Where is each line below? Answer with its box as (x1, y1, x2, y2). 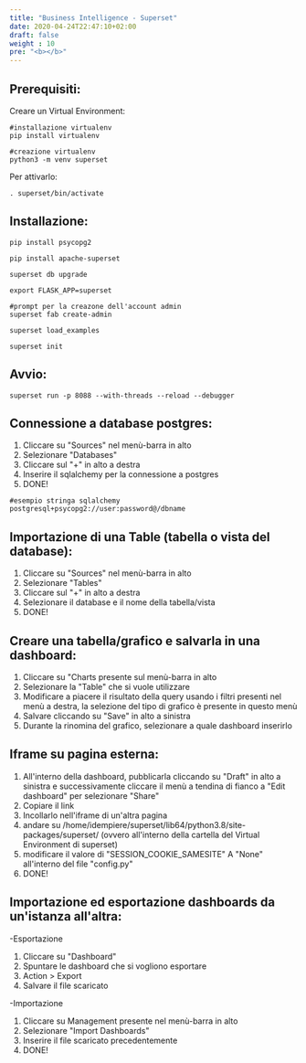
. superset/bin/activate (9, 188, 104, 197)
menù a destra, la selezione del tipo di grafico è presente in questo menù (22, 701, 298, 711)
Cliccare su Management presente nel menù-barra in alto (22, 1015, 238, 1026)
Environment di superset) (22, 838, 119, 850)
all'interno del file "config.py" (22, 858, 133, 869)
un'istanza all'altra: (9, 909, 122, 924)
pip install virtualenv (9, 131, 100, 140)
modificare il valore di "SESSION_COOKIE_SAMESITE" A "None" (22, 848, 263, 859)
